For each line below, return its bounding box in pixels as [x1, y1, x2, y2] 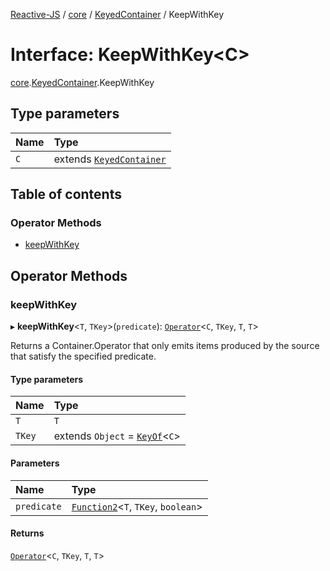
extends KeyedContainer [53, 152, 167, 166]
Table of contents [10, 186, 122, 203]
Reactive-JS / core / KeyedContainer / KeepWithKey [10, 9, 225, 20]
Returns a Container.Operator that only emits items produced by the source [10, 340, 320, 352]
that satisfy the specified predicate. [10, 350, 157, 363]
